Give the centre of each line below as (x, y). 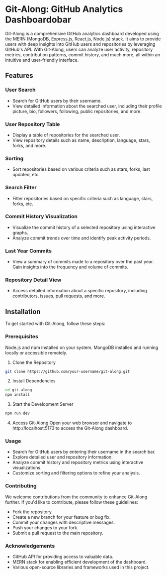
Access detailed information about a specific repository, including (80, 291)
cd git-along (19, 390)
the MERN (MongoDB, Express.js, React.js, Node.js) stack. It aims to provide (83, 39)
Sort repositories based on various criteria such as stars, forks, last (81, 169)
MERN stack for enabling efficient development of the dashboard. (80, 562)
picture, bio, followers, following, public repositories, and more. (77, 111)
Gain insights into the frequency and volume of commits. (70, 267)
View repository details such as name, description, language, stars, (81, 140)
